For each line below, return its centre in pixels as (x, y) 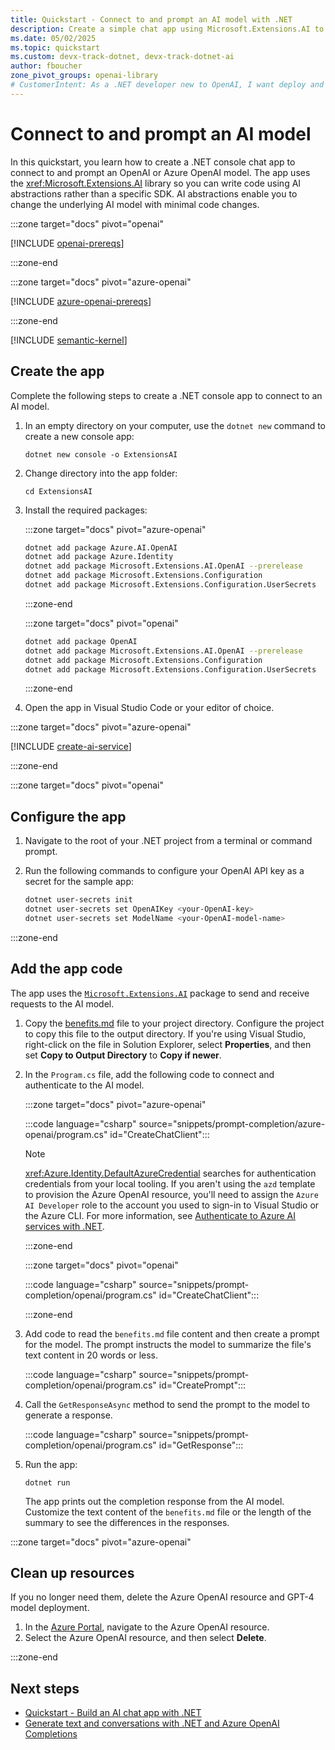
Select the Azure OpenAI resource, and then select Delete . (145, 1638)
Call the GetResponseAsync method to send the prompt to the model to (167, 1404)
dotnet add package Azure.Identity (99, 557)
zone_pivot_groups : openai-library (84, 76)
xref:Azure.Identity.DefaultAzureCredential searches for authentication (170, 1173)
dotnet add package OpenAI (81, 641)
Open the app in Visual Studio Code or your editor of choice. (149, 708)
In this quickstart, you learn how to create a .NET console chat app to (153, 162)
